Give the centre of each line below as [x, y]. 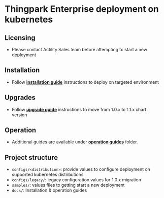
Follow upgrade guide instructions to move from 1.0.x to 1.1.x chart [79, 109]
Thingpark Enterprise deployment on [82, 9]
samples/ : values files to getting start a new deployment [68, 185]
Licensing [20, 38]
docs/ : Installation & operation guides [49, 190]
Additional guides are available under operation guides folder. [75, 142]
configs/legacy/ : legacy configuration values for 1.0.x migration [76, 180]
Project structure [31, 157]
